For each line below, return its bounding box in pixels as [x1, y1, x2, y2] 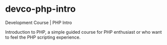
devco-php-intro [5, 3, 76, 15]
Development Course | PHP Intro [5, 20, 72, 25]
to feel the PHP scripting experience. [5, 34, 81, 40]
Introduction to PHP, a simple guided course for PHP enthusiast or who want [5, 29, 162, 35]
